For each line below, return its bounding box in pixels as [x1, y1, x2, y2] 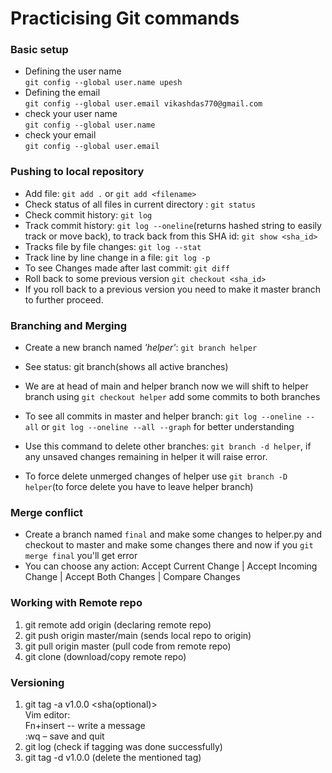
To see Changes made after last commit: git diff [24, 262, 230, 274]
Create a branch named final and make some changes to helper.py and [24, 528, 323, 541]
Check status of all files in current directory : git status [24, 198, 256, 210]
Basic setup [10, 43, 69, 57]
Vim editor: [24, 708, 71, 721]
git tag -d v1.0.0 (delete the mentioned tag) [24, 751, 202, 763]
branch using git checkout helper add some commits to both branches [24, 391, 321, 403]
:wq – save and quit [24, 730, 105, 742]
